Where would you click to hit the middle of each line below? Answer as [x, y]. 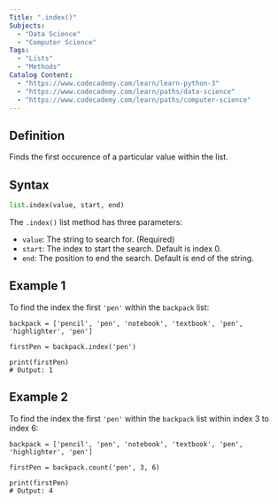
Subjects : [27, 26]
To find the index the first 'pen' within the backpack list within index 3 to [139, 418]
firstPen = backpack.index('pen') [73, 346]
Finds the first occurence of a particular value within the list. [119, 157]
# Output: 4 [31, 491]
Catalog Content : [41, 75]
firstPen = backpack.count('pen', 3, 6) [85, 467]
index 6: [24, 428]
